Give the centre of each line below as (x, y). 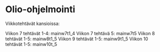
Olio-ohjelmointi (40, 9)
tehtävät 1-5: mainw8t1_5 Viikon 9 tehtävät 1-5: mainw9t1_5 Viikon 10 (77, 39)
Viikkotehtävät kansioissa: (33, 23)
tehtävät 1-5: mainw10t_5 (31, 44)
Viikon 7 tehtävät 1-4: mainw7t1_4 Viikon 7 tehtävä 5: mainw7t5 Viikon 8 (80, 33)
